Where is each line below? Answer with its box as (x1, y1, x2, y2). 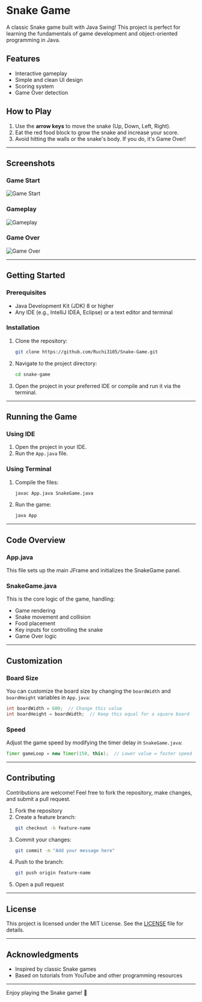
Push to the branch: (14, 858, 64, 865)
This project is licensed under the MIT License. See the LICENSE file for (6, 920, 184, 927)
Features (6, 54, 40, 64)
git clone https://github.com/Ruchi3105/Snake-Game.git (14, 348, 158, 355)
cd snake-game (14, 371, 50, 377)
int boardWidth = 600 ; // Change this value (6, 705, 122, 711)
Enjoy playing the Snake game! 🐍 (6, 989, 88, 996)
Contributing (6, 773, 55, 783)
